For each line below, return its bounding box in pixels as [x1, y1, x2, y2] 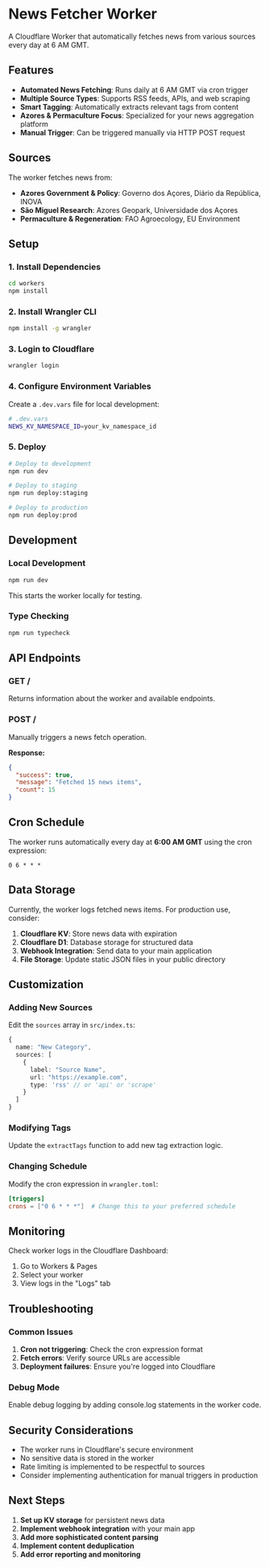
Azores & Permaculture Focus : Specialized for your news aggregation [19, 110, 255, 120]
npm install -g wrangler [8, 324, 92, 333]
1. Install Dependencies [8, 261, 101, 272]
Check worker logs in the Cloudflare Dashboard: [8, 1246, 169, 1256]
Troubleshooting [8, 1302, 94, 1316]
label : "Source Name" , [29, 1066, 106, 1074]
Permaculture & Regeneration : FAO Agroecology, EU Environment [19, 214, 240, 223]
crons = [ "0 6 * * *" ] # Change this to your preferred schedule [8, 1202, 236, 1210]
